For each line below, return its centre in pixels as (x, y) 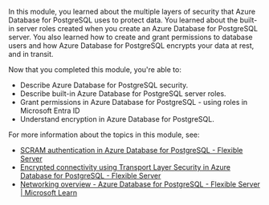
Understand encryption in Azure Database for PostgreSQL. (117, 119)
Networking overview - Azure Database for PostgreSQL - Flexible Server (140, 184)
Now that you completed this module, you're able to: (95, 70)
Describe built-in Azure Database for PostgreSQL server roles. (123, 94)
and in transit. (31, 54)
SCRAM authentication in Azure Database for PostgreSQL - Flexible (131, 150)
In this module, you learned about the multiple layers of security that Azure (132, 12)
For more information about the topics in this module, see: (104, 135)
